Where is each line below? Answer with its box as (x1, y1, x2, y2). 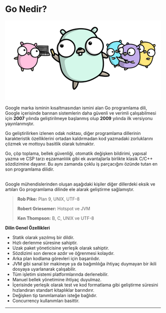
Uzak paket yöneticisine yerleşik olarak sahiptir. (12, 245, 110, 251)
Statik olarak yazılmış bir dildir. (12, 234, 75, 240)
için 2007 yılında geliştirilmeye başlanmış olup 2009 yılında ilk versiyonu (5, 115, 153, 121)
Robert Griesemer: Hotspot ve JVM (17, 205, 90, 211)
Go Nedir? (5, 3, 47, 15)
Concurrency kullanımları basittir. (12, 298, 80, 304)
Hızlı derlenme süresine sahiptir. (12, 240, 78, 246)
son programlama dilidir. (5, 166, 54, 172)
